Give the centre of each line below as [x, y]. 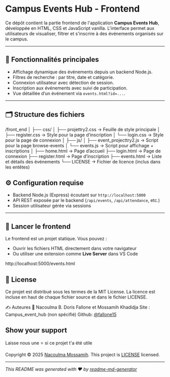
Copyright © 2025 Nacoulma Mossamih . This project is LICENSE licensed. [83, 354]
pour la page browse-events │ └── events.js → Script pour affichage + [79, 145]
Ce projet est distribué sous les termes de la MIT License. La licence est [80, 292]
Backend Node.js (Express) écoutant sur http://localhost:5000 [79, 195]
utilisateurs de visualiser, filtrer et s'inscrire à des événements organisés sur [84, 33]
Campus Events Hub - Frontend [73, 9]
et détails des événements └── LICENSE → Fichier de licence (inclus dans [83, 161]
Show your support [36, 330]
